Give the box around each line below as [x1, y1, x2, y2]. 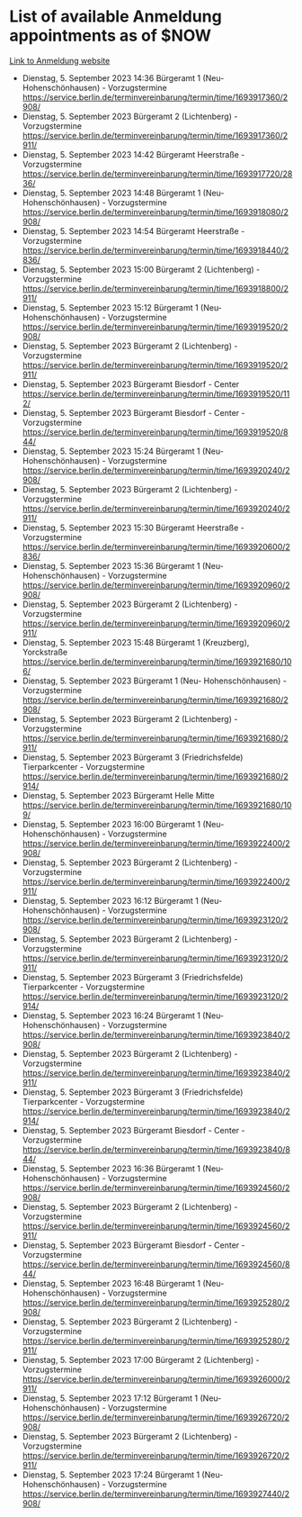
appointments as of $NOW [9, 25, 212, 46]
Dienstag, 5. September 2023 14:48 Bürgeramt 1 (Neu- [22, 187, 225, 198]
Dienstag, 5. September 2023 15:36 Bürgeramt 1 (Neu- [22, 560, 225, 571]
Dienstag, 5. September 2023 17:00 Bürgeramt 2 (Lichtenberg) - [22, 1354, 260, 1365]
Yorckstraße [22, 646, 68, 657]
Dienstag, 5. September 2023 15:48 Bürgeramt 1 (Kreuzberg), [22, 637, 250, 647]
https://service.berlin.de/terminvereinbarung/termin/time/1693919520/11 [22, 388, 290, 399]
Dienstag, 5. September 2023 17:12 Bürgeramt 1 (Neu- [22, 1393, 222, 1404]
